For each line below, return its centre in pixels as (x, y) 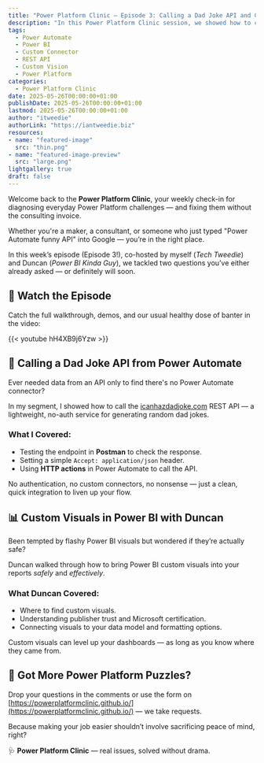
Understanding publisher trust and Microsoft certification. (113, 618)
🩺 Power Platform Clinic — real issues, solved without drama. (109, 750)
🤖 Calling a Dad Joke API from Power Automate (125, 363)
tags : (17, 30)
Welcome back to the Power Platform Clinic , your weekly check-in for (122, 198)
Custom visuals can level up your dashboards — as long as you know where (131, 642)
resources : (26, 132)
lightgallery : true (40, 169)
